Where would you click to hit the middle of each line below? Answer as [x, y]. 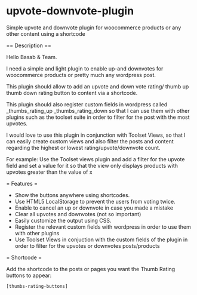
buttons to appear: [29, 275]
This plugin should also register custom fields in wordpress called [87, 104]
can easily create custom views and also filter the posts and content [90, 141]
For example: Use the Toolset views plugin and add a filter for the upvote [96, 159]
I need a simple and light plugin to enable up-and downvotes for [85, 68]
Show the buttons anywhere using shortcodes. [72, 195]
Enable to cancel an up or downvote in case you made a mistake [94, 208]
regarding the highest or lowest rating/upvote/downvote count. [83, 147]
